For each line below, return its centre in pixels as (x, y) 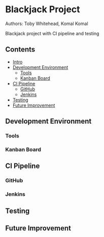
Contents (20, 50)
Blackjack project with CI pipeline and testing (52, 33)
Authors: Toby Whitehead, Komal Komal (47, 23)
